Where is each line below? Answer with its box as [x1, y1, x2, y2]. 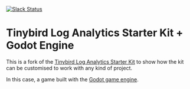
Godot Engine [6, 39, 74, 52]
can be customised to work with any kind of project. [6, 64, 133, 71]
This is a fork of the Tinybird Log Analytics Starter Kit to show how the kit [6, 58, 184, 65]
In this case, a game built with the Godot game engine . [6, 75, 139, 83]
